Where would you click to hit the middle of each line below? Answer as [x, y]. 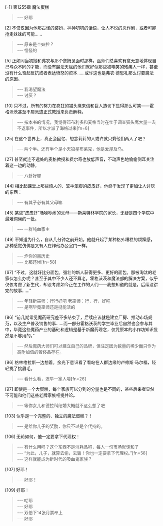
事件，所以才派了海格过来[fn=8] [57, 128]
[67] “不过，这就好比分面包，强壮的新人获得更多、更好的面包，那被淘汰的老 [81, 272]
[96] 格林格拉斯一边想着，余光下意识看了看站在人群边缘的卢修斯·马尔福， [78, 362]
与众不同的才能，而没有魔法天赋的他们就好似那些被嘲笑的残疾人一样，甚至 [83, 67]
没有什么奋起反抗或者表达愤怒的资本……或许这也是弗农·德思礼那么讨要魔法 [80, 73]
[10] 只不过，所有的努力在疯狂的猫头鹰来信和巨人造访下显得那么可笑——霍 [80, 106]
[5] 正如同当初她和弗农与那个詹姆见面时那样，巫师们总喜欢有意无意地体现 [79, 61]
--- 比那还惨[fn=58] [37, 262]
